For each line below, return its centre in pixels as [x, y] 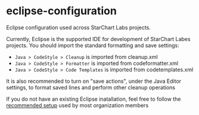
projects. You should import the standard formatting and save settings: [93, 45]
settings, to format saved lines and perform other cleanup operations [91, 87]
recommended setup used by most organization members [77, 105]
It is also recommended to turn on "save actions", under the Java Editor [94, 81]
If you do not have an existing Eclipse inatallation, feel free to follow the [94, 99]
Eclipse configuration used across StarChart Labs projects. [78, 27]
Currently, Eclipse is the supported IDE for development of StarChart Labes [98, 39]
